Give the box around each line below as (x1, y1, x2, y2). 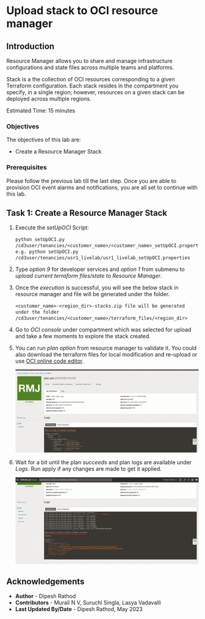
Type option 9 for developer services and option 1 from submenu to (15, 265, 185, 273)
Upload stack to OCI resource (6, 4, 159, 18)
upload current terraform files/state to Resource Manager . (15, 272, 163, 280)
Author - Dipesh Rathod (15, 593, 76, 600)
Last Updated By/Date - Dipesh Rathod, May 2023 (15, 606, 143, 613)
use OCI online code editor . (15, 357, 84, 365)
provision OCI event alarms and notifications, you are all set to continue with (6, 183, 198, 191)
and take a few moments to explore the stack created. (15, 333, 151, 340)
